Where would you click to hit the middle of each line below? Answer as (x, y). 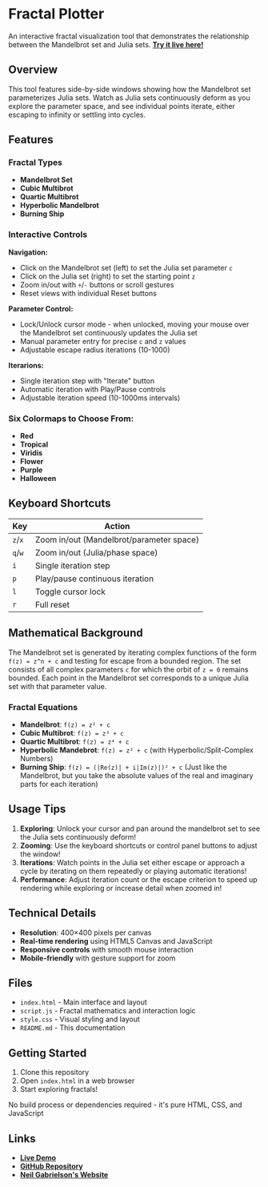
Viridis (31, 453)
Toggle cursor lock (70, 591)
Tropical (34, 444)
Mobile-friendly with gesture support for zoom (98, 958)
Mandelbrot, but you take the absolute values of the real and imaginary (136, 775)
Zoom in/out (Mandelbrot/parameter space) (117, 539)
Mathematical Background (76, 633)
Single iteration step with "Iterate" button (87, 380)
